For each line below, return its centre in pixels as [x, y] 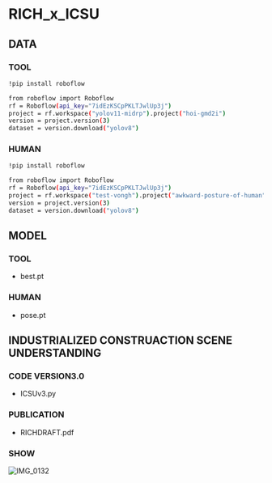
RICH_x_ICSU [54, 14]
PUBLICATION [36, 415]
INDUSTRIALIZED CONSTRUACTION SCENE [121, 341]
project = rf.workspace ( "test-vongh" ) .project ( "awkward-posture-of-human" [137, 196]
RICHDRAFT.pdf [47, 432]
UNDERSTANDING [55, 353]
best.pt [32, 277]
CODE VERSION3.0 [47, 375]
